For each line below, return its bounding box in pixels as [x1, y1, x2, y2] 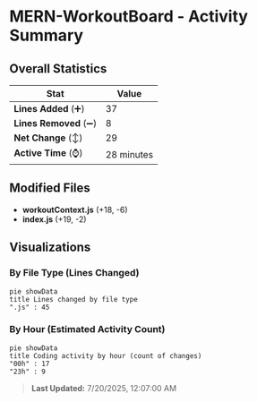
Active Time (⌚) [13, 147, 83, 158]
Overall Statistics [9, 61, 107, 76]
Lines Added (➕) [13, 103, 85, 115]
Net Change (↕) [13, 132, 83, 144]
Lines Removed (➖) [13, 117, 97, 129]
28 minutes [105, 148, 154, 160]
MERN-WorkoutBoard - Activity [9, 6, 249, 27]
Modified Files [9, 181, 91, 196]
